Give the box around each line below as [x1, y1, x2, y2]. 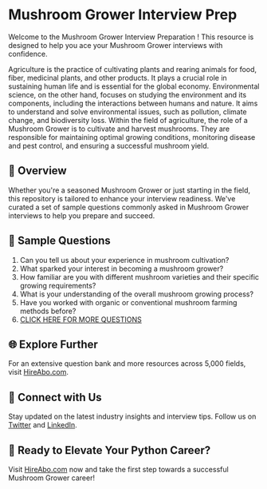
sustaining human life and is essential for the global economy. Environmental [8, 81, 260, 91]
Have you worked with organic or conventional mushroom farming [19, 297, 238, 307]
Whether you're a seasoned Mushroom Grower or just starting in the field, [8, 185, 251, 195]
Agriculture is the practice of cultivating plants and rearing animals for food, [8, 64, 257, 74]
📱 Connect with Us [8, 390, 102, 404]
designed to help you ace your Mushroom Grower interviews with [8, 40, 223, 50]
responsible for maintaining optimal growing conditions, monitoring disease [8, 132, 256, 141]
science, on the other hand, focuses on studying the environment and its [8, 89, 247, 99]
